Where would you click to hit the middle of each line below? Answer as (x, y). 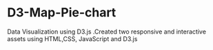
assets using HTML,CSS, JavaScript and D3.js (72, 38)
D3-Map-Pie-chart (62, 13)
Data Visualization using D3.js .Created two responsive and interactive (107, 32)
